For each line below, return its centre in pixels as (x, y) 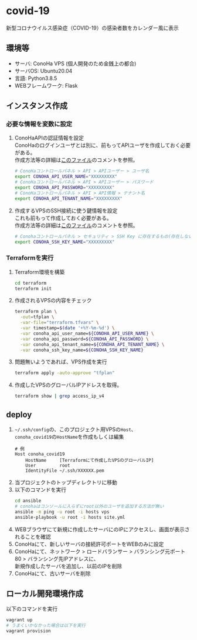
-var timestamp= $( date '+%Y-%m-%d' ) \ (67, 328)
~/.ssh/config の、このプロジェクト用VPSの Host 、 (75, 429)
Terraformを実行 (30, 258)
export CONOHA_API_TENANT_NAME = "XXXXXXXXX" (69, 198)
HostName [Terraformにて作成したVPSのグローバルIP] (90, 461)
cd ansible (28, 501)
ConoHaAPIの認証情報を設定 (49, 138)
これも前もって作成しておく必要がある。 (63, 218)
